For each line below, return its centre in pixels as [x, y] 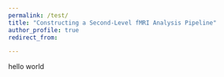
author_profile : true [44, 30]
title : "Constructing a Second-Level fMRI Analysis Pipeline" [112, 23]
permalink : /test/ [38, 15]
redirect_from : [33, 37]
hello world [26, 67]
